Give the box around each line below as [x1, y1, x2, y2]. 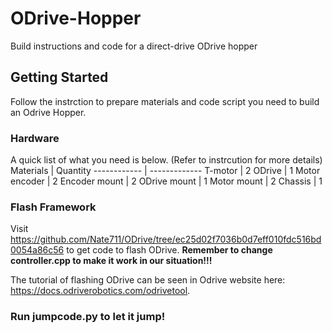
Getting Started [10, 69, 109, 86]
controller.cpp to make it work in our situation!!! [10, 255, 213, 267]
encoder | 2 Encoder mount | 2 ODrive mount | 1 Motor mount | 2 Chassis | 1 [10, 175, 323, 187]
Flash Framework [10, 200, 97, 214]
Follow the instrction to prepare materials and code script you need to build [10, 95, 320, 107]
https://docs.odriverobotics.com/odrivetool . [10, 285, 191, 297]
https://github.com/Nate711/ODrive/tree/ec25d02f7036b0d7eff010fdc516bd [10, 233, 322, 246]
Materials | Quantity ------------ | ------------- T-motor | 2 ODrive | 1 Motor [10, 165, 321, 177]
